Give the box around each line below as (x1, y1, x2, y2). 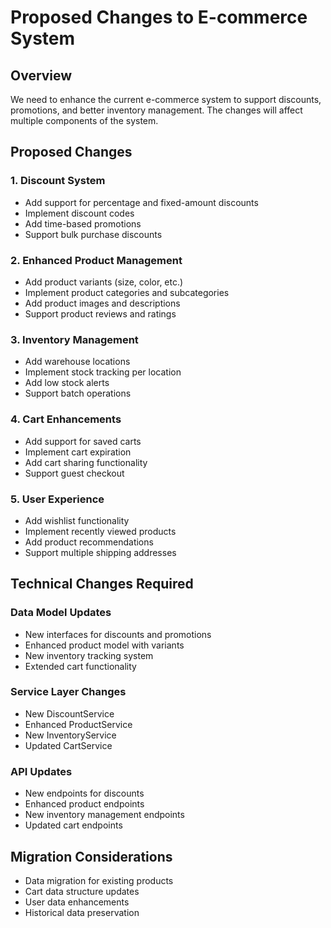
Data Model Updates (10, 606, 112, 620)
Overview (10, 67, 73, 84)
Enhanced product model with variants (24, 639, 185, 651)
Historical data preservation (24, 906, 140, 918)
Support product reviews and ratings (24, 307, 177, 320)
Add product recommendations (24, 536, 154, 548)
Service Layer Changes (10, 685, 127, 699)
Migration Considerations (10, 848, 173, 865)
